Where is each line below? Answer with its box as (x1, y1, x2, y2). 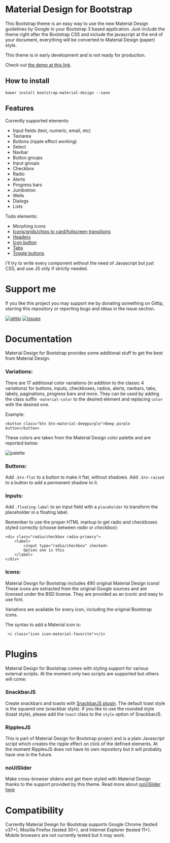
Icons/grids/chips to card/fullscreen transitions (12, 228, 111, 234)
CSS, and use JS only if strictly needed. (5, 265, 88, 271)
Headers (12, 233, 31, 240)
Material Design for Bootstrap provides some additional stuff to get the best (5, 350, 163, 356)
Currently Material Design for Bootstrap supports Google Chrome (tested (5, 822, 157, 828)
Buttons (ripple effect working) (12, 138, 77, 144)
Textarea (12, 133, 31, 139)
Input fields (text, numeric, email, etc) (12, 127, 91, 134)
